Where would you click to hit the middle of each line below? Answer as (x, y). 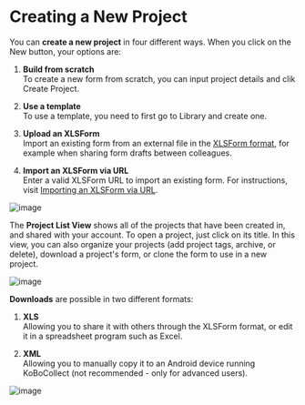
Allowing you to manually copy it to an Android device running (139, 363)
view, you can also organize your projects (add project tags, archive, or (142, 244)
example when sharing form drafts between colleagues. (127, 153)
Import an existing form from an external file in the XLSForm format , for (156, 143)
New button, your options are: (65, 51)
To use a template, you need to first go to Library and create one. (144, 116)
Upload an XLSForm (61, 133)
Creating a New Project (99, 17)
